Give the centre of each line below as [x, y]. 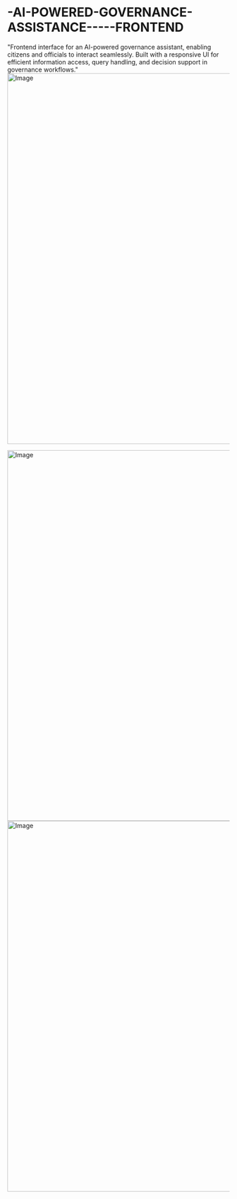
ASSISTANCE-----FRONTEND [96, 27]
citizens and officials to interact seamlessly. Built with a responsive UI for [113, 54]
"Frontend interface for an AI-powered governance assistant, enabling [109, 47]
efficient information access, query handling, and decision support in [108, 62]
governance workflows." [43, 69]
